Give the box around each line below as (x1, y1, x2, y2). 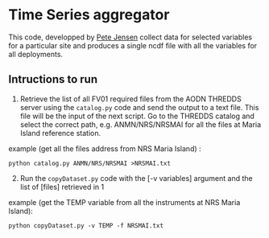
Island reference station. (19, 128, 101, 137)
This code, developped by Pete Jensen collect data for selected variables (8, 32, 252, 42)
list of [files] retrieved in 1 (19, 182, 105, 191)
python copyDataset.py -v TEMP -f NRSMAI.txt (8, 221, 163, 230)
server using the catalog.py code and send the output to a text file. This (19, 102, 259, 112)
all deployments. (8, 49, 63, 59)
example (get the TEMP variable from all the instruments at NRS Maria (8, 197, 241, 207)
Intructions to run (8, 72, 98, 86)
